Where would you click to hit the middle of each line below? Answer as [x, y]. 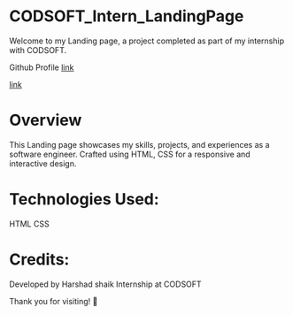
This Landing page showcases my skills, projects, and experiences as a [139, 144]
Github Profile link [42, 67]
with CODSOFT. [38, 50]
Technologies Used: [84, 200]
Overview [46, 120]
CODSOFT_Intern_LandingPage [127, 16]
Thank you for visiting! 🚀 [54, 301]
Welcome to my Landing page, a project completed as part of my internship [147, 41]
